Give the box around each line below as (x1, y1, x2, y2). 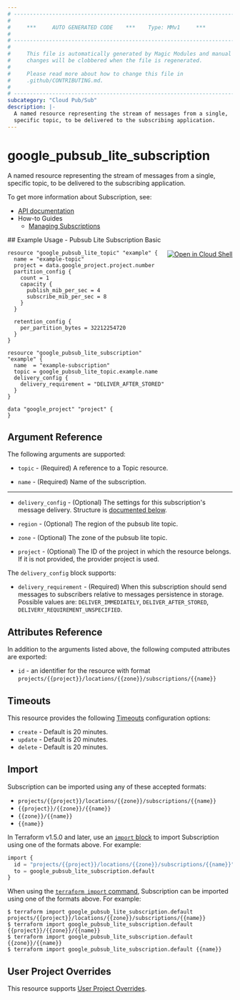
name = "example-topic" (14, 255, 84, 263)
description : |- (7, 104, 56, 111)
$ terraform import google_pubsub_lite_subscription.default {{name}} (7, 946, 222, 954)
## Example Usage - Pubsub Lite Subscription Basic (7, 235, 161, 244)
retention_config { (14, 318, 72, 325)
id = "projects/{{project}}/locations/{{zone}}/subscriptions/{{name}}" (14, 861, 235, 868)
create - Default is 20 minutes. (17, 728, 109, 736)
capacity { (20, 280, 53, 288)
